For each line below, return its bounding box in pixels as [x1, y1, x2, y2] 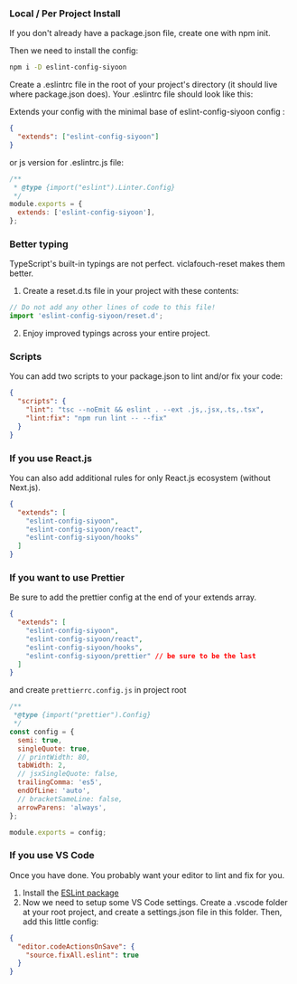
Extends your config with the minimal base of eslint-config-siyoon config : [9, 107, 286, 118]
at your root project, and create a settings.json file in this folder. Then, [22, 906, 283, 917]
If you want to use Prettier [9, 571, 125, 583]
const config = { [9, 727, 75, 736]
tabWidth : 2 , [17, 761, 67, 771]
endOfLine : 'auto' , [17, 786, 91, 796]
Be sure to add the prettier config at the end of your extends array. [9, 591, 257, 603]
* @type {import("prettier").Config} [13, 711, 152, 720]
